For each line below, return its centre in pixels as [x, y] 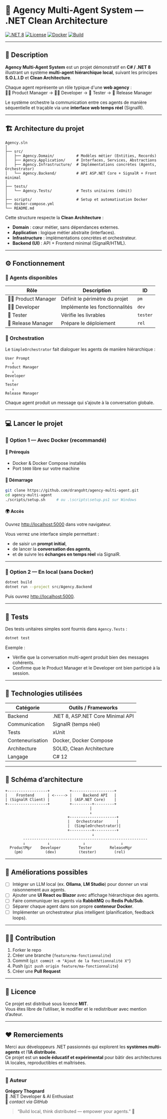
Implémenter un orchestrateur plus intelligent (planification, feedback [83, 912]
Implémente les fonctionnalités [97, 307]
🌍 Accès [15, 511]
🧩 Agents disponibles [32, 278]
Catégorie [28, 708]
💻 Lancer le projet [34, 423]
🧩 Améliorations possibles [46, 872]
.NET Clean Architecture [56, 21]
